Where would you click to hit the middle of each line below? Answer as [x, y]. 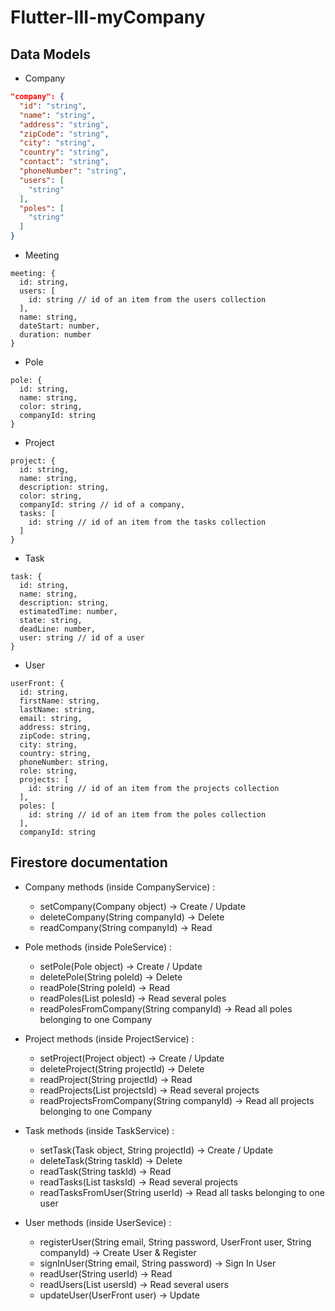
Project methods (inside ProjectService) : [109, 1038]
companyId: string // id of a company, [102, 505]
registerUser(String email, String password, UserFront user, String [175, 1242]
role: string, [48, 771]
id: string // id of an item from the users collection [147, 300]
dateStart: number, [60, 326]
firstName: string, [60, 701]
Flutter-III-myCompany [108, 17]
